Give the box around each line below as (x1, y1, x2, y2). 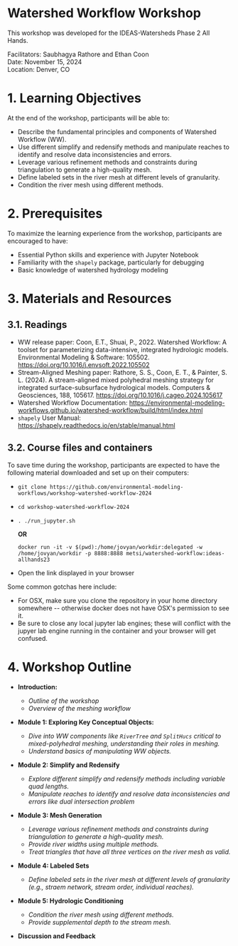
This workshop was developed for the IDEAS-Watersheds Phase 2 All (7, 29, 210, 37)
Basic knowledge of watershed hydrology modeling (17, 265, 168, 274)
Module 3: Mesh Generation (17, 811, 102, 819)
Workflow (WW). (17, 135, 67, 143)
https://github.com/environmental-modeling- (49, 483, 184, 490)
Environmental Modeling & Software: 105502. (17, 353, 150, 361)
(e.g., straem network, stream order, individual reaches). (28, 883, 194, 891)
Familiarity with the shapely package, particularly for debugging (17, 258, 205, 267)
